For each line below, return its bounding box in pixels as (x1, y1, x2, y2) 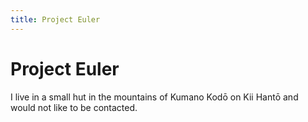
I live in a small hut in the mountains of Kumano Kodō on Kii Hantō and (10, 91, 299, 103)
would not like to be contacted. (10, 101, 138, 113)
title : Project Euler (10, 14, 101, 25)
